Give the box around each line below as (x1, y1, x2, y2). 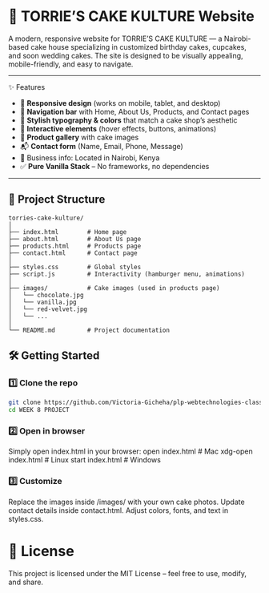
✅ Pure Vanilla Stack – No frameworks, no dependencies (19, 161, 210, 171)
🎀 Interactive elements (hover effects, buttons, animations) (19, 123, 217, 133)
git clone (8, 398, 42, 407)
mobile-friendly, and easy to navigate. (8, 59, 134, 69)
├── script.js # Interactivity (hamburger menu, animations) (8, 270, 246, 278)
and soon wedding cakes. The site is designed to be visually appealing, (8, 50, 243, 60)
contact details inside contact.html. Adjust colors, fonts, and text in (8, 505, 229, 515)
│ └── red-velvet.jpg (8, 305, 88, 313)
